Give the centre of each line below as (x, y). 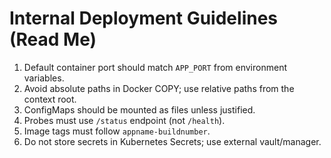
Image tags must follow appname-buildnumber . (117, 131)
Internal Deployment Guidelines (144, 18)
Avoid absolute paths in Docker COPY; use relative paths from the (159, 88)
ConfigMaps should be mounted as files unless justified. (139, 109)
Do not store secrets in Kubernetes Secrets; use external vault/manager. (172, 141)
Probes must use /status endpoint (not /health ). (124, 120)
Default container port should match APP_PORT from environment (155, 67)
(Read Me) (53, 39)
